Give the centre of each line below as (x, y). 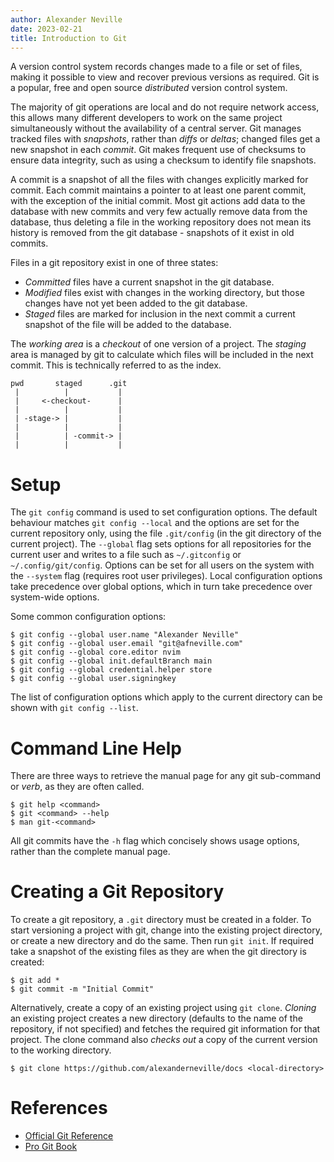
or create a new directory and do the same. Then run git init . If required (162, 941)
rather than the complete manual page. (90, 852)
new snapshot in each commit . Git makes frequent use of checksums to (158, 150)
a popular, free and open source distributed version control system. (149, 88)
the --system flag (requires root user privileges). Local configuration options (166, 576)
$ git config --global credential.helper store (111, 670)
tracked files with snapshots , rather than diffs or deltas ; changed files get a (165, 139)
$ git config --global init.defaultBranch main (111, 661)
